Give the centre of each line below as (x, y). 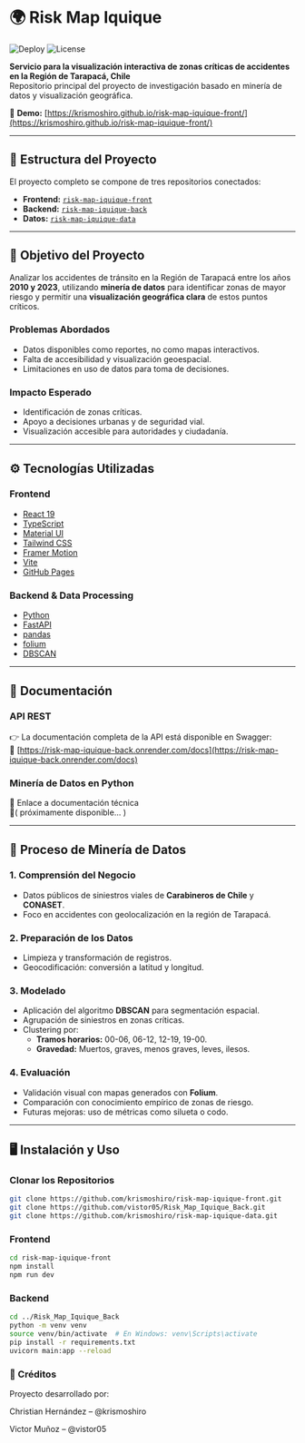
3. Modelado (38, 991)
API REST (30, 716)
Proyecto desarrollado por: (59, 1393)
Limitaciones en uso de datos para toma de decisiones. (126, 368)
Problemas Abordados (60, 329)
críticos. (25, 306)
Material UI (43, 533)
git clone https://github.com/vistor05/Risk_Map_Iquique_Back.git (138, 1208)
